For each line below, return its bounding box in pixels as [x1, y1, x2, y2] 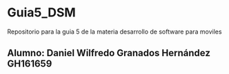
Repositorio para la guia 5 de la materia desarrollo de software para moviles [7, 27, 222, 36]
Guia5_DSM [7, 5, 76, 21]
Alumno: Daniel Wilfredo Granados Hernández [7, 47, 210, 59]
